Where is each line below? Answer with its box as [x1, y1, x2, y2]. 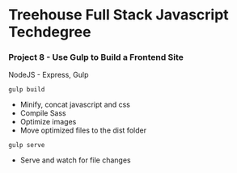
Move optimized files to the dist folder [19, 125, 147, 135]
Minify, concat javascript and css [19, 99, 131, 110]
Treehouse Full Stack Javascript [8, 6, 229, 24]
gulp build [8, 86, 45, 94]
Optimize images [19, 117, 77, 127]
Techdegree [8, 23, 91, 41]
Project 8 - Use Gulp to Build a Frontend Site [8, 52, 184, 63]
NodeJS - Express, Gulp [8, 70, 89, 80]
